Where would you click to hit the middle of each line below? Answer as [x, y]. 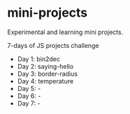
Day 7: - [29, 103]
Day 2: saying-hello [45, 66]
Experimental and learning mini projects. [65, 32]
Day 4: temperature [45, 81]
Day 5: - [29, 88]
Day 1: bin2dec [39, 59]
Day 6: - [29, 96]
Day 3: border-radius [48, 74]
